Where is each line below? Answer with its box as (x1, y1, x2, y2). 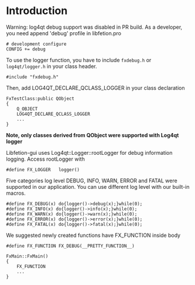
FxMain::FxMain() (6, 253, 49, 259)
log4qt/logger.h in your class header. (6, 63, 97, 70)
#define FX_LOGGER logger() (6, 167, 80, 172)
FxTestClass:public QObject (6, 96, 75, 101)
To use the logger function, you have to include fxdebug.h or (6, 56, 152, 63)
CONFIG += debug (6, 46, 46, 52)
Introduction (6, 4, 68, 18)
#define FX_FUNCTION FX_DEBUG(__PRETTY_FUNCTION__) (6, 243, 135, 249)
